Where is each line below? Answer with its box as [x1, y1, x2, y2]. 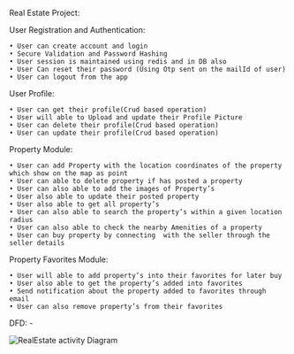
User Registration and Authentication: [9, 25, 146, 35]
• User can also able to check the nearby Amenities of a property [9, 223, 263, 232]
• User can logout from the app [9, 73, 128, 81]
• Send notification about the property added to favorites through [9, 287, 267, 296]
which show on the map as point [9, 169, 128, 178]
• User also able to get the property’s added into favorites [9, 279, 243, 288]
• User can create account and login [9, 42, 148, 50]
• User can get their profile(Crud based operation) [9, 105, 207, 114]
